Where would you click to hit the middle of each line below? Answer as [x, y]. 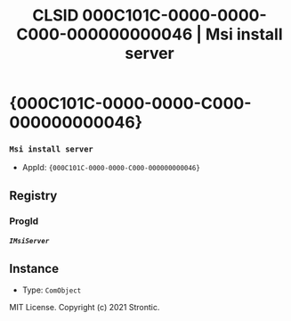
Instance [34, 268]
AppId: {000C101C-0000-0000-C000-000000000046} [111, 168]
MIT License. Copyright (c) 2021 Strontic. [85, 308]
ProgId [24, 221]
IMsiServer [29, 242]
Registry [33, 196]
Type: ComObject [52, 290]
